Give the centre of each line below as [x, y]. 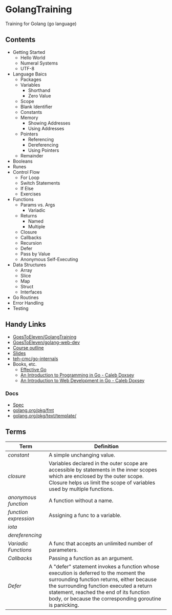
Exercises [30, 194]
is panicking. [64, 605]
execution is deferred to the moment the [97, 573]
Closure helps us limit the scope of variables [102, 482]
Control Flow [26, 172]
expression [21, 518]
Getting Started [29, 52]
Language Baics [30, 74]
